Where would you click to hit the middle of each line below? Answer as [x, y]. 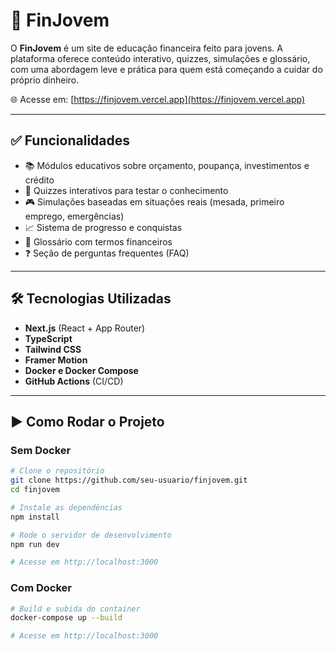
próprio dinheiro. [45, 80]
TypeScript [48, 338]
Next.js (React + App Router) [85, 328]
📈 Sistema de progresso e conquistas [103, 227]
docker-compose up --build [66, 618]
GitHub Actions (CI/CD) [74, 381]
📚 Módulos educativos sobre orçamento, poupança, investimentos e [167, 165]
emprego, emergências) [74, 216]
